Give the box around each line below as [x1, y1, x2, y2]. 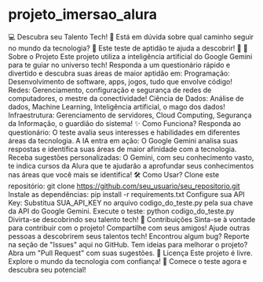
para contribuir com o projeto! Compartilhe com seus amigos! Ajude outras [8, 223, 250, 232]
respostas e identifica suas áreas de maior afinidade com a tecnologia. [8, 144, 237, 154]
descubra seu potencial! [8, 265, 86, 274]
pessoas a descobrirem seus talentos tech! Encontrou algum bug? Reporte [8, 231, 250, 241]
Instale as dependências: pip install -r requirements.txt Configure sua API [8, 189, 245, 199]
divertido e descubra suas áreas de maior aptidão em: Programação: [8, 69, 230, 78]
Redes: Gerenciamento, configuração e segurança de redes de [8, 85, 212, 95]
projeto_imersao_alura [8, 6, 157, 24]
